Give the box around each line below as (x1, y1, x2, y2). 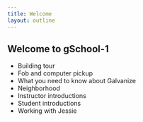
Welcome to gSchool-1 (7, 43, 109, 55)
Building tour (17, 61, 55, 71)
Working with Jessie (17, 106, 77, 115)
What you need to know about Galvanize (17, 77, 137, 85)
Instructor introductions (17, 92, 86, 100)
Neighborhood (17, 84, 60, 92)
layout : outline (7, 17, 55, 24)
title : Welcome (7, 10, 52, 18)
